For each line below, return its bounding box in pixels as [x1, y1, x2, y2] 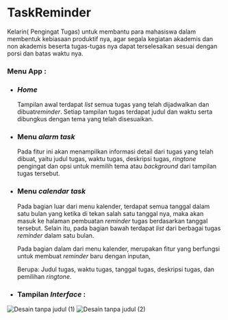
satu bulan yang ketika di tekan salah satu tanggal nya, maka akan [16, 209, 204, 217]
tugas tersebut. [16, 169, 60, 177]
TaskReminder [7, 5, 91, 21]
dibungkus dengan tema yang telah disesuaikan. [16, 115, 154, 123]
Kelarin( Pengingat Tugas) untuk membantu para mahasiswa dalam [7, 27, 197, 36]
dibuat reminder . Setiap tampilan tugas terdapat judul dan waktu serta [16, 108, 213, 116]
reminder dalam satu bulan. [16, 231, 94, 239]
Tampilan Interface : [16, 289, 86, 299]
